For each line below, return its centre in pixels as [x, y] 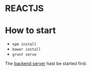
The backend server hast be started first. [46, 64]
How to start [30, 31]
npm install [24, 44]
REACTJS [24, 8]
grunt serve [24, 55]
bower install [26, 50]
